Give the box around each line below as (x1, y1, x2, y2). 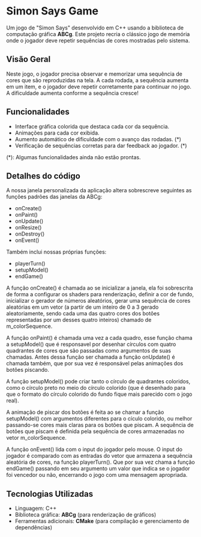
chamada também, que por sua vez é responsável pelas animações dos (6, 360, 184, 367)
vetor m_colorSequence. (6, 434, 67, 441)
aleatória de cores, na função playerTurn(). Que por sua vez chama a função (6, 458, 195, 466)
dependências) (14, 524, 53, 531)
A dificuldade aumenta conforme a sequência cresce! (6, 89, 139, 97)
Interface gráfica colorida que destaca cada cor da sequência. (14, 123, 170, 130)
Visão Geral (6, 54, 51, 64)
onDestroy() (14, 230, 45, 238)
